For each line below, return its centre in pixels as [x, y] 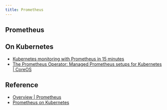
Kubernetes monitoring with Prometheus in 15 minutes [68, 59]
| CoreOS [22, 69]
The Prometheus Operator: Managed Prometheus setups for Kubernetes [87, 64]
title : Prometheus [24, 10]
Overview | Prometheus [37, 97]
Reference [22, 85]
